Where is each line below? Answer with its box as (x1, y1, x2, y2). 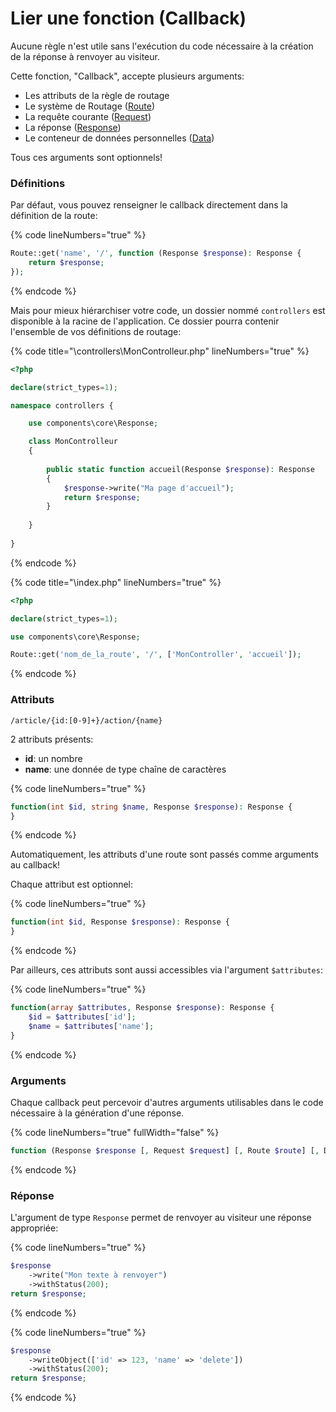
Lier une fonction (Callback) (10, 7, 247, 30)
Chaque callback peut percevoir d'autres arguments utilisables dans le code (10, 1096, 324, 1108)
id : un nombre (24, 752, 83, 764)
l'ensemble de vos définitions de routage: (10, 325, 182, 337)
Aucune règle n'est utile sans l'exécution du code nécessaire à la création (10, 40, 314, 52)
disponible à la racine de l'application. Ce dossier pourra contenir (10, 315, 280, 327)
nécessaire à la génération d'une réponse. (10, 1107, 185, 1119)
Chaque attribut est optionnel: (10, 878, 134, 891)
